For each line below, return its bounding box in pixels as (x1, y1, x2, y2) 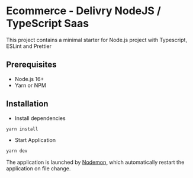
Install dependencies (14, 114, 66, 122)
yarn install (6, 126, 38, 132)
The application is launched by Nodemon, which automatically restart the (6, 158, 185, 166)
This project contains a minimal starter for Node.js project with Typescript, (6, 36, 188, 43)
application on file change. (6, 165, 71, 172)
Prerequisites (6, 60, 57, 70)
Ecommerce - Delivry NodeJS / (6, 4, 161, 18)
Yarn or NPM (14, 82, 46, 89)
